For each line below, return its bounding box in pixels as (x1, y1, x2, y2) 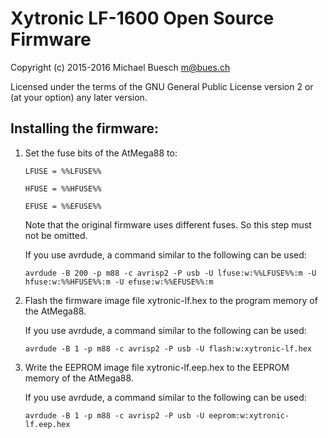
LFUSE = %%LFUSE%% (24, 166, 102, 176)
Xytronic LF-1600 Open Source (10, 7, 275, 30)
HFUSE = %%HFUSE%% (24, 183, 102, 194)
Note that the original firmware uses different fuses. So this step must (24, 218, 312, 231)
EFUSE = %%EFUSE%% (24, 201, 102, 211)
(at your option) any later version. (10, 91, 148, 103)
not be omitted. (24, 229, 88, 241)
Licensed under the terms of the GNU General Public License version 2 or (10, 80, 314, 92)
